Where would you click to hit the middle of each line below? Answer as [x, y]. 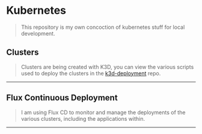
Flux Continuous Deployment [62, 98]
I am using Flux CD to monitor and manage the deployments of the [103, 112]
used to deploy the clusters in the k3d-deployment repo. [91, 73]
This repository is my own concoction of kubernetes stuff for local [103, 27]
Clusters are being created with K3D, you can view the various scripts [107, 67]
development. [38, 33]
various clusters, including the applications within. [83, 118]
